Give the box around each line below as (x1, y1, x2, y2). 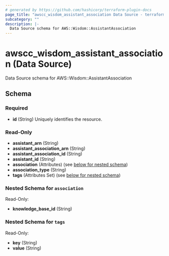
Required (5, 105, 28, 112)
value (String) (12, 245, 42, 251)
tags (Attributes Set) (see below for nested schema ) (12, 172, 121, 179)
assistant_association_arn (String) (12, 145, 86, 151)
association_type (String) (12, 167, 66, 173)
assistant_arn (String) (12, 140, 59, 146)
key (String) (12, 239, 38, 245)
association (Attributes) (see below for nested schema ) (12, 161, 128, 167)
